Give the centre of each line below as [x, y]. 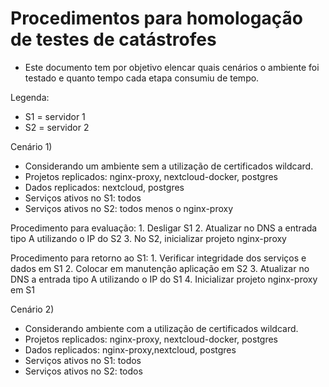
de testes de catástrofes [113, 39]
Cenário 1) [31, 146]
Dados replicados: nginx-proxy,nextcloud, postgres [130, 349]
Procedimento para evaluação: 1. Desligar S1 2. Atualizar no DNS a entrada [164, 228]
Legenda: [30, 97]
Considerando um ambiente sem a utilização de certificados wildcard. [169, 166]
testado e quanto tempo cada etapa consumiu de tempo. [142, 78]
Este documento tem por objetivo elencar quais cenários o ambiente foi [172, 67]
